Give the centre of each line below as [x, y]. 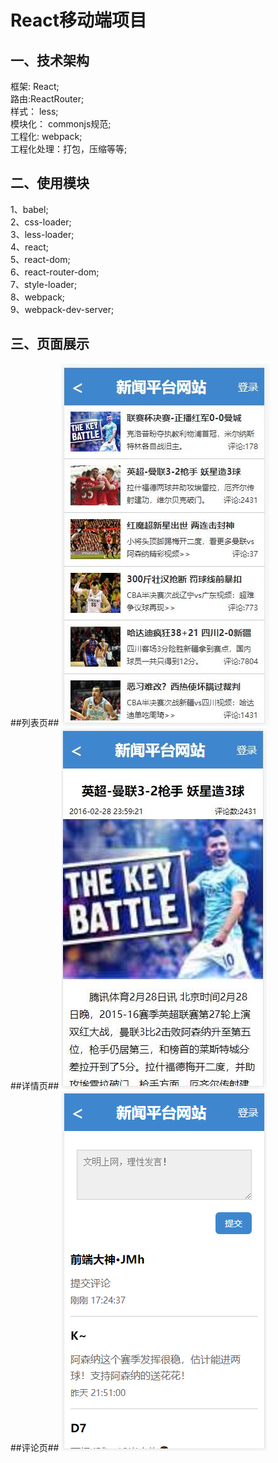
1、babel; [29, 209]
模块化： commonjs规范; [61, 124]
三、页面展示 [50, 344]
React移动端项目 [78, 20]
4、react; [30, 247]
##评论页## [35, 1447]
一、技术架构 [50, 60]
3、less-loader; [42, 234]
